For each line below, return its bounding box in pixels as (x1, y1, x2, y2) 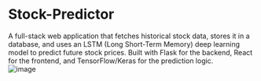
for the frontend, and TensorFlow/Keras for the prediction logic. (8, 56, 214, 65)
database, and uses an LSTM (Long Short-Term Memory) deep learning (8, 39, 241, 48)
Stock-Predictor (8, 5, 115, 23)
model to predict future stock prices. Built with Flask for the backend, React (8, 48, 253, 57)
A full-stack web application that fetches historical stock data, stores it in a (8, 31, 250, 40)
